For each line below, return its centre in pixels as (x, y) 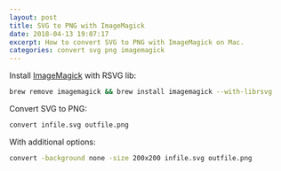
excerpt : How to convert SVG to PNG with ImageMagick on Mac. (127, 42)
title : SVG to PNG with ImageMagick (77, 26)
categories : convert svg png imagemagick (87, 51)
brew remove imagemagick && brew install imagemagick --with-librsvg (141, 92)
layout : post (33, 17)
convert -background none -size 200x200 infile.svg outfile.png (131, 158)
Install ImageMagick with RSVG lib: (72, 75)
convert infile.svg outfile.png (69, 125)
